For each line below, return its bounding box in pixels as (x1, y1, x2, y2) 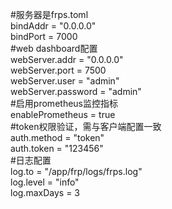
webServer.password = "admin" (10, 86, 142, 97)
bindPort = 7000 (10, 31, 78, 42)
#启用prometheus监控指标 (10, 98, 118, 109)
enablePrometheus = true (10, 109, 116, 120)
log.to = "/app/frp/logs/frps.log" (10, 166, 143, 177)
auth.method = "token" (10, 132, 105, 143)
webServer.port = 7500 (10, 64, 107, 76)
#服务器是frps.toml (10, 9, 89, 20)
